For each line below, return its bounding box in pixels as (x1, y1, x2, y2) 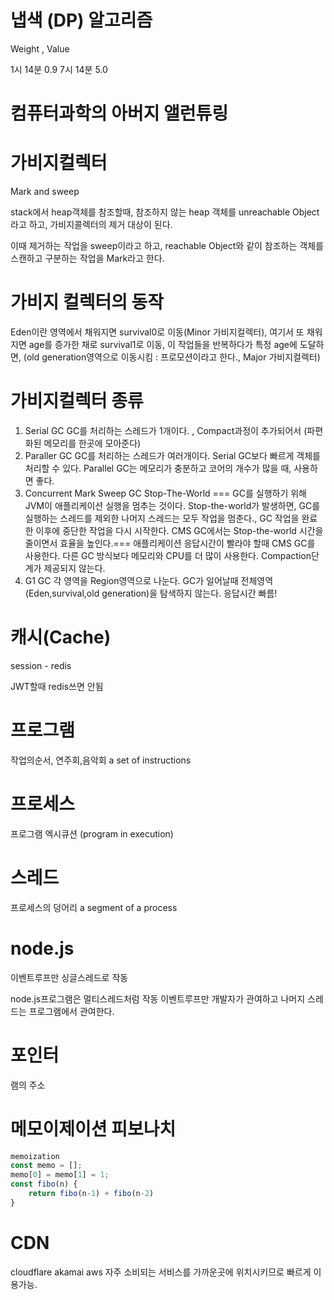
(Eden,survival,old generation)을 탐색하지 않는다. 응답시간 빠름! (24, 587, 278, 599)
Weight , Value (10, 42, 70, 55)
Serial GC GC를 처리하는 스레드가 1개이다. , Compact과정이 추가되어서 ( (24, 424, 308, 436)
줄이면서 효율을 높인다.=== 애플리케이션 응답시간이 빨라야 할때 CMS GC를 (24, 537, 316, 549)
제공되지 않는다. (43, 562, 106, 574)
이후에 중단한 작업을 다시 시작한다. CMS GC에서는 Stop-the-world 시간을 (35, 524, 324, 536)
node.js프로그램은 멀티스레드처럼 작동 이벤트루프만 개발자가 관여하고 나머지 (10, 992, 306, 1005)
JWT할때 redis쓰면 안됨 (10, 680, 104, 692)
